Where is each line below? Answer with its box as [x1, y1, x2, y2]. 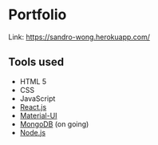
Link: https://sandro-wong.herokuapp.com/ [8, 32, 150, 42]
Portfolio [8, 6, 67, 24]
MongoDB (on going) [19, 119, 89, 129]
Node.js [19, 127, 46, 137]
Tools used [8, 55, 65, 69]
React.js [19, 102, 47, 111]
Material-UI [19, 111, 57, 120]
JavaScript [19, 94, 56, 103]
